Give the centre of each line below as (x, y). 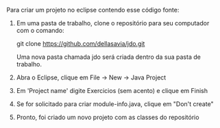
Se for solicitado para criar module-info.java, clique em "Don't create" (115, 104)
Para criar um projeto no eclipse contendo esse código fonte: (93, 10)
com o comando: (40, 30)
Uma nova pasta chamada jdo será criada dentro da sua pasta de (109, 57)
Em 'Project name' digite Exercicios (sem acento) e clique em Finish (112, 91)
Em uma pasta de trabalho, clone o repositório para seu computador (113, 23)
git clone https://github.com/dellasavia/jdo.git (81, 43)
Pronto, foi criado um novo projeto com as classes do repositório (108, 117)
